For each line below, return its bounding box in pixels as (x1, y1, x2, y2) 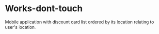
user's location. (5, 24, 36, 30)
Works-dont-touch (5, 3, 83, 14)
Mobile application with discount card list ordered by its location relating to (5, 19, 154, 25)
